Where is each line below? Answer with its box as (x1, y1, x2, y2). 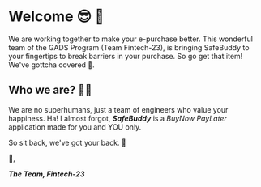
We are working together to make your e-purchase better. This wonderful (8, 34, 254, 44)
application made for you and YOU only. (8, 121, 142, 132)
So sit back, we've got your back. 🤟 (8, 138, 127, 147)
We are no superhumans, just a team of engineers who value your (8, 104, 229, 114)
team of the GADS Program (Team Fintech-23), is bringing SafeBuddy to (8, 42, 250, 52)
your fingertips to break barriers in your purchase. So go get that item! (8, 51, 243, 61)
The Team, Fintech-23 (8, 169, 85, 179)
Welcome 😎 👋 (8, 7, 105, 26)
